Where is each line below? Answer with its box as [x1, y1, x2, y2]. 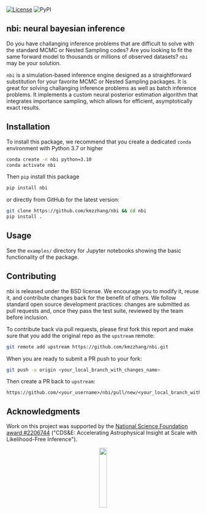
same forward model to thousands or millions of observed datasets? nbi [6, 53, 188, 60]
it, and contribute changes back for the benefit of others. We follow [6, 294, 177, 301]
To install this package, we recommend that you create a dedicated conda [6, 138, 191, 145]
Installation [6, 121, 50, 132]
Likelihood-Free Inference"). [6, 435, 78, 443]
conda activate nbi [6, 162, 56, 168]
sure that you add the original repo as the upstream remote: [6, 332, 155, 339]
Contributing [6, 271, 56, 282]
